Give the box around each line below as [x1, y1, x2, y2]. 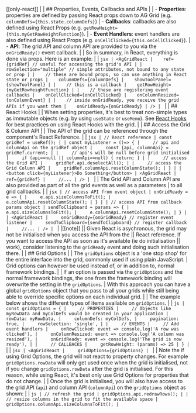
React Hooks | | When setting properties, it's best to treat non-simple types [6, 109, 187, 115]
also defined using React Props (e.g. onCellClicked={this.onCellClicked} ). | [6, 37, 191, 43]
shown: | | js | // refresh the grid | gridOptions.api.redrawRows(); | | [6, 390, 189, 397]
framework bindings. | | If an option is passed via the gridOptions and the [6, 269, 183, 275]
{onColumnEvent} [6, 97, 46, 103]
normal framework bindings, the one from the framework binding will [6, 275, 172, 281]
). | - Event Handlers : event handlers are [81, 30, 180, 37]
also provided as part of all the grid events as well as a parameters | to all [6, 182, 183, 188]
